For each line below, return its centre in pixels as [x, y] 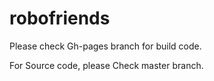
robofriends [60, 18]
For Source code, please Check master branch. [106, 65]
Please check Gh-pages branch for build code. [105, 46]
